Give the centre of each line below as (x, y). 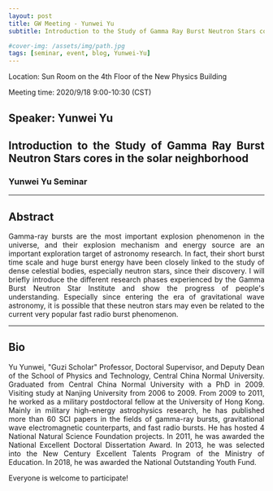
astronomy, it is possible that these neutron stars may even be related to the (136, 305)
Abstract (31, 217)
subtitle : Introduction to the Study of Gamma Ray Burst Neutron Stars (132, 31)
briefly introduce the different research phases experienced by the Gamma (136, 280)
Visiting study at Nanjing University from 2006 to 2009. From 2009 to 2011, (136, 392)
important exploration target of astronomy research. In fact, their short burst (136, 254)
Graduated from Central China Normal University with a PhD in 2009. (136, 384)
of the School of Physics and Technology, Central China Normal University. (136, 375)
